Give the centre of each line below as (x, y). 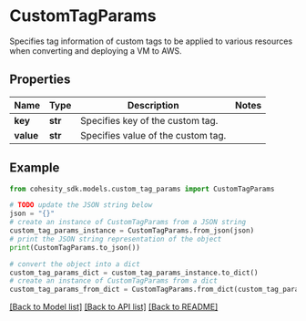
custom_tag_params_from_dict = (69, 290)
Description (153, 105)
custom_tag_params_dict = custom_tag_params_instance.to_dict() (134, 273)
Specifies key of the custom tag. (149, 120)
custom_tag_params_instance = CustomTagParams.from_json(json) (132, 231)
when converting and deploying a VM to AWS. (96, 50)
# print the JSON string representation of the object (116, 239)
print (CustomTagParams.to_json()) (75, 247)
